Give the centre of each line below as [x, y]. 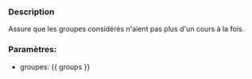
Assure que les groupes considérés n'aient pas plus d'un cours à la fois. [126, 29]
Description [31, 12]
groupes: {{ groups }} [55, 66]
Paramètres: [33, 50]
